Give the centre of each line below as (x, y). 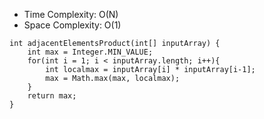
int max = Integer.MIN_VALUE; (90, 52)
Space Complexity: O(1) (72, 25)
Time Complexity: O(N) (71, 14)
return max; (52, 96)
